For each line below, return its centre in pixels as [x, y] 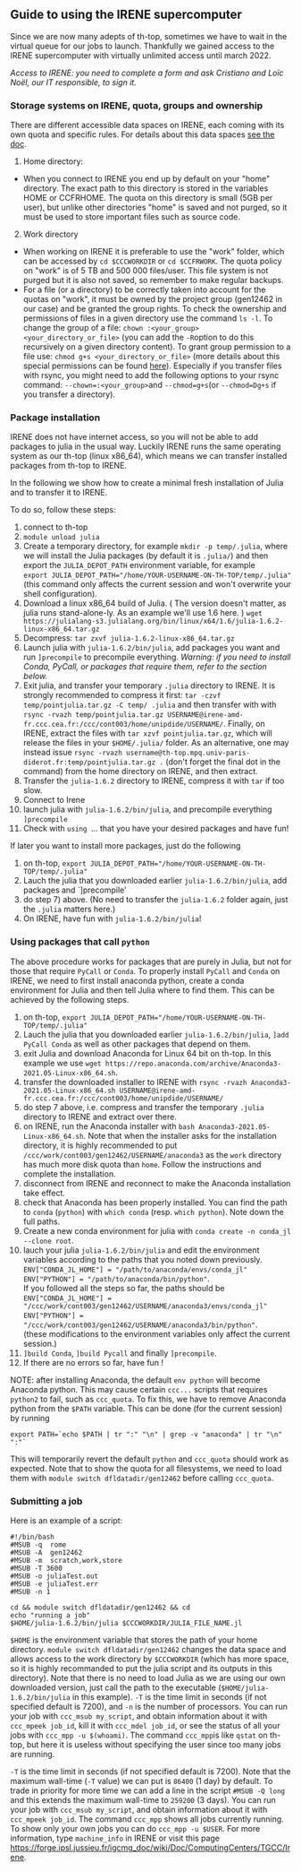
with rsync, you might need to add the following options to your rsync [151, 375]
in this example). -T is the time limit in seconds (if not [169, 1697]
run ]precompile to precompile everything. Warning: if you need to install [157, 657]
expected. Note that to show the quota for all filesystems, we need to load [146, 1468]
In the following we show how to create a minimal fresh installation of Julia [147, 483]
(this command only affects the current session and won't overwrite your [157, 584]
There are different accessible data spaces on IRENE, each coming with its [147, 125]
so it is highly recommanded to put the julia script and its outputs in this [142, 1668]
